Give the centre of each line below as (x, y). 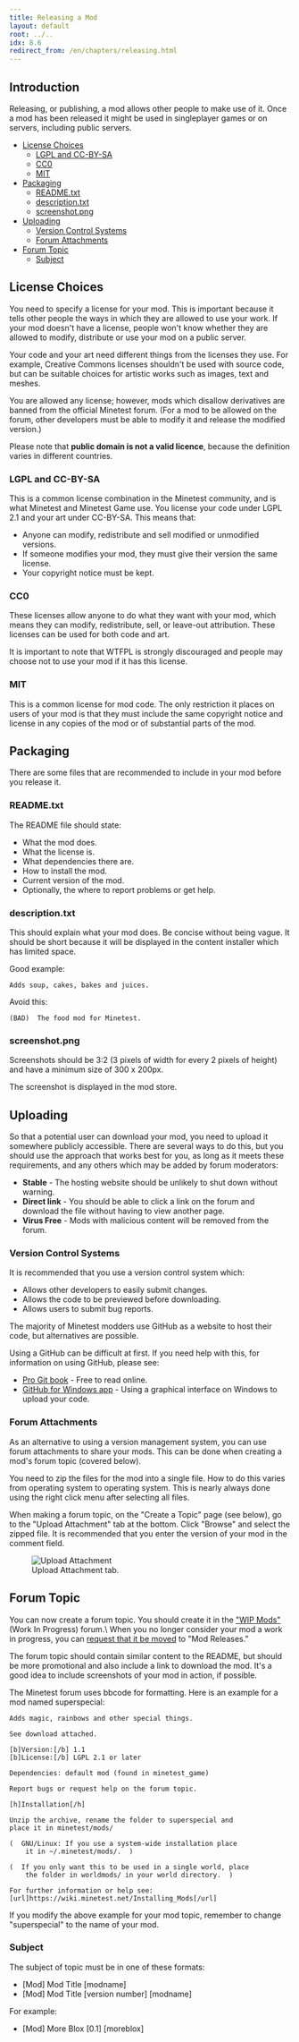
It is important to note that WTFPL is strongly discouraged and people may (146, 652)
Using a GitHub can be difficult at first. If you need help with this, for (135, 1353)
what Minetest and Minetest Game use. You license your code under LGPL (146, 508)
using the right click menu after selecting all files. (100, 1497)
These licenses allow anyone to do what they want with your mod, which (143, 616)
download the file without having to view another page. (123, 1211)
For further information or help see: (81, 1890)
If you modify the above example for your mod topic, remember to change (145, 1915)
